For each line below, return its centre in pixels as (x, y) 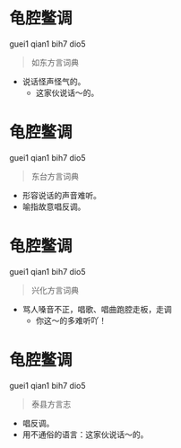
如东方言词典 (55, 62)
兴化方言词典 (55, 290)
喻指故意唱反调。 (54, 206)
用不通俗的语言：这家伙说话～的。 (85, 434)
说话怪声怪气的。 (54, 81)
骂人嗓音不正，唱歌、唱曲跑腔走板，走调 (97, 309)
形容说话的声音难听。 (61, 195)
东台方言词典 (55, 176)
